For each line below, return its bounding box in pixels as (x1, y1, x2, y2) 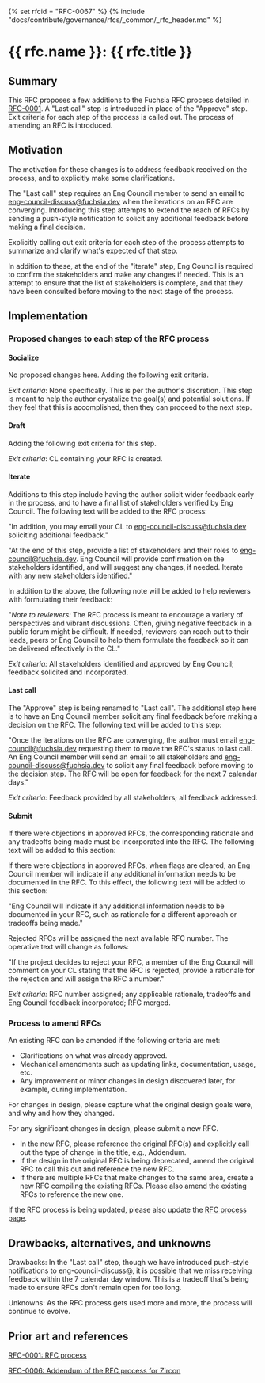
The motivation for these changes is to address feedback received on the (8, 164, 248, 174)
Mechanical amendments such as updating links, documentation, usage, (19, 1060, 256, 1069)
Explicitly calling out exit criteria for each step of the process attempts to (8, 237, 245, 246)
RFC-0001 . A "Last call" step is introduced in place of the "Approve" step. (8, 104, 248, 113)
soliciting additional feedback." (8, 530, 109, 540)
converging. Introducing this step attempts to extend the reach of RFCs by (8, 205, 250, 215)
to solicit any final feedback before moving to (106, 760, 254, 770)
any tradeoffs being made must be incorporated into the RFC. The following (8, 837, 255, 846)
